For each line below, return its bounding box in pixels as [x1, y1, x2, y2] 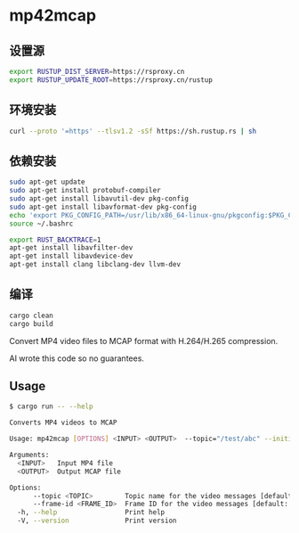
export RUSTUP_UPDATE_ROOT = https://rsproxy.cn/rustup [9, 75, 214, 85]
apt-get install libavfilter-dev [9, 243, 133, 252]
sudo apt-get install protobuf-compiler [9, 186, 162, 195]
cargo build [9, 319, 53, 328]
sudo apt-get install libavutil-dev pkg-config [9, 194, 190, 203]
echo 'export [9, 210, 58, 219]
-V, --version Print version [17, 516, 177, 526]
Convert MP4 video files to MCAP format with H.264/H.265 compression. [9, 335, 279, 346]
